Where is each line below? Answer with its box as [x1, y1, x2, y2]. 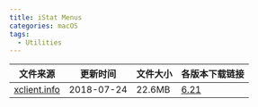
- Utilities [17, 37, 63, 47]
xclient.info [13, 84, 60, 96]
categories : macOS [9, 21, 78, 30]
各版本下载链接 [181, 68, 245, 80]
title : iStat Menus [9, 12, 83, 22]
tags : [9, 29, 30, 38]
